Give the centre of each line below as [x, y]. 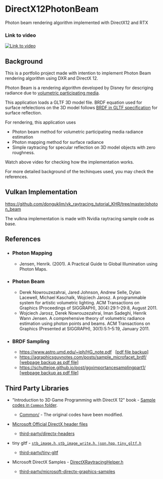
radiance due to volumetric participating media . [53, 93]
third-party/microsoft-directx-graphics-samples [67, 471]
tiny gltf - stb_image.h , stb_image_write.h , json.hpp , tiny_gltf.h [77, 443]
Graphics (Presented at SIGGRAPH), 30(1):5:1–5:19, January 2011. [84, 328]
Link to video [21, 35]
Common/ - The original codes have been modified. [71, 414]
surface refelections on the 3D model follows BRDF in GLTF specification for [81, 108]
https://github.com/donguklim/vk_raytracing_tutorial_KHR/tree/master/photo [81, 204]
